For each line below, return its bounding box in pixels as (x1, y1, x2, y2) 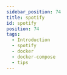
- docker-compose (12, 54, 56, 60)
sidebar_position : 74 (6, 8, 62, 15)
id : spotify (6, 20, 37, 26)
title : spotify (6, 15, 45, 21)
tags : (6, 31, 20, 37)
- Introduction (12, 37, 51, 43)
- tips (12, 59, 29, 65)
